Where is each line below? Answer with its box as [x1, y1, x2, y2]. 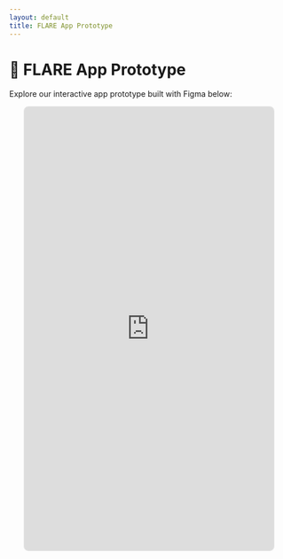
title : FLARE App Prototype [9, 21, 114, 30]
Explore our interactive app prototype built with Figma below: [9, 89, 232, 99]
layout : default [9, 12, 69, 22]
